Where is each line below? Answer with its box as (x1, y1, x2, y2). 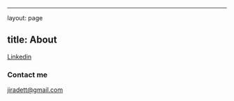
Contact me (7, 70, 48, 79)
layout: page (7, 14, 43, 22)
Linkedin (7, 52, 32, 61)
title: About (7, 34, 57, 46)
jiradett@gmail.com (7, 86, 63, 94)
